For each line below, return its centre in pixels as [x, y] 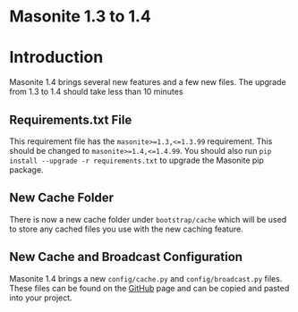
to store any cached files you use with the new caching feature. [126, 229]
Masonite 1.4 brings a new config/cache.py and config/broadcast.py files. [146, 278]
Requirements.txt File [71, 119]
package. [26, 169]
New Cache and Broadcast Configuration [126, 257]
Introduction [56, 58]
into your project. [41, 298]
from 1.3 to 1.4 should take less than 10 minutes [96, 92]
